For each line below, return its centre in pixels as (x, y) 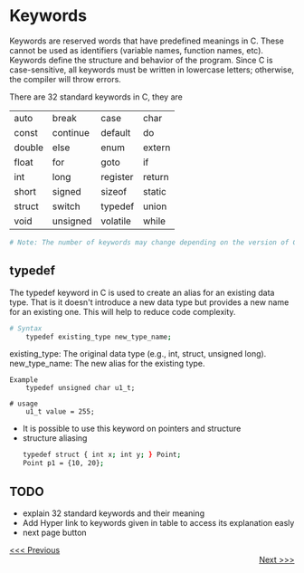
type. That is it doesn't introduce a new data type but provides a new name (149, 302)
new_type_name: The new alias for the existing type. (107, 364)
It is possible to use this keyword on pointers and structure (132, 429)
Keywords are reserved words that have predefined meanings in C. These (147, 41)
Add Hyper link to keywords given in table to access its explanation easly (158, 522)
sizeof (114, 191)
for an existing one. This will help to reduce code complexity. (123, 311)
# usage (24, 404)
